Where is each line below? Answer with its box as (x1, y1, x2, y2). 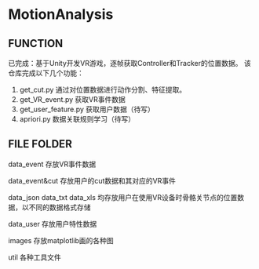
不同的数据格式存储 (28, 202, 91, 212)
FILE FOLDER (8, 137, 72, 151)
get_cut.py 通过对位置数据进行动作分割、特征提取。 (19, 85, 187, 94)
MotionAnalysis (8, 5, 114, 24)
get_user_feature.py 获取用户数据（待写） (19, 104, 155, 114)
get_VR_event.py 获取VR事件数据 (19, 95, 126, 104)
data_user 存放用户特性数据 (8, 219, 97, 228)
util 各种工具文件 (8, 253, 61, 262)
